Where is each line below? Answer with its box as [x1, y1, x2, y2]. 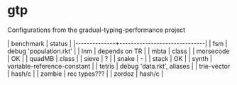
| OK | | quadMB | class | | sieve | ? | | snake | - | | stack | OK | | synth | [7, 54, 213, 62]
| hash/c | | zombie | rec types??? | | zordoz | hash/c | [7, 69, 164, 78]
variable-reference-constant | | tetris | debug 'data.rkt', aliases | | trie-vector [7, 62, 231, 70]
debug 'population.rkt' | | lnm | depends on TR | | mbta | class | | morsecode [7, 47, 230, 55]
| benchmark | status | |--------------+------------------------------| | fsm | [7, 39, 228, 47]
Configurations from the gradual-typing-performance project [7, 25, 186, 34]
